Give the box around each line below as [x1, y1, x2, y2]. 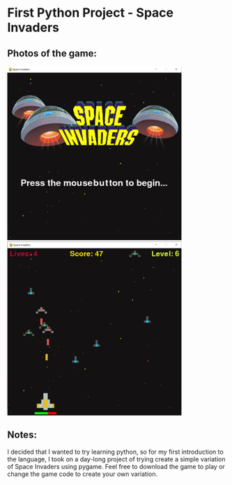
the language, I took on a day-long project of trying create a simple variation [7, 454, 226, 463]
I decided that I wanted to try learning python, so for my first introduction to [7, 447, 224, 456]
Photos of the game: [7, 47, 98, 59]
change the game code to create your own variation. [7, 470, 158, 478]
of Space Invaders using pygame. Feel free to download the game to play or [7, 462, 225, 470]
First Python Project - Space [7, 5, 174, 21]
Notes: [7, 429, 37, 441]
